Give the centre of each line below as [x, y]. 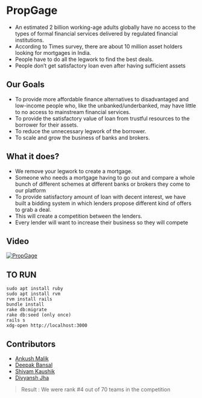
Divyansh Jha [32, 378]
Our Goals [26, 85]
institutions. [29, 40]
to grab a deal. [33, 209]
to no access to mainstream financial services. [73, 112]
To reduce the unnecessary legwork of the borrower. [80, 131]
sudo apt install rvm [33, 294]
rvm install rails [29, 299]
